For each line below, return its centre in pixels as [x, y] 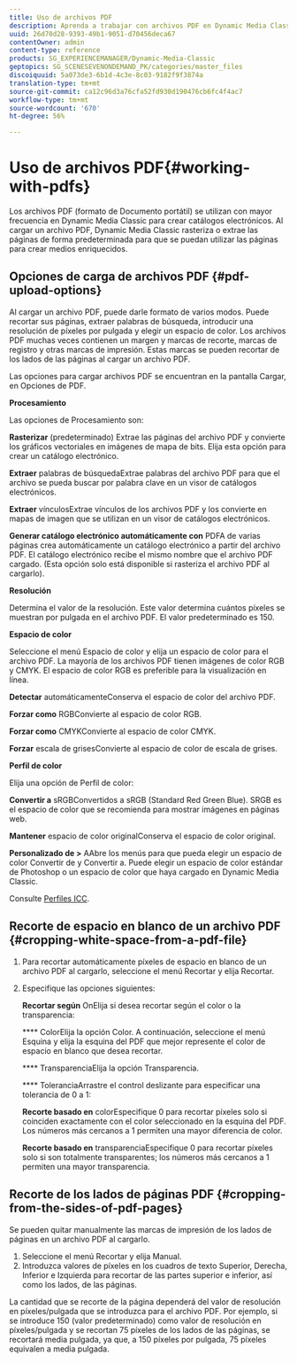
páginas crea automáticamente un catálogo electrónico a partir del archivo [145, 545]
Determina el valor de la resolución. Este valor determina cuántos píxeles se [147, 607]
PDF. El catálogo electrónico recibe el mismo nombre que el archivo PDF [141, 554]
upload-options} [56, 290]
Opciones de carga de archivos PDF [109, 277]
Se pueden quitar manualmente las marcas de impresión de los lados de [141, 1229]
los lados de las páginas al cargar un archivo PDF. [100, 359]
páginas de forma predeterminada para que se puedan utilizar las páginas [144, 239]
